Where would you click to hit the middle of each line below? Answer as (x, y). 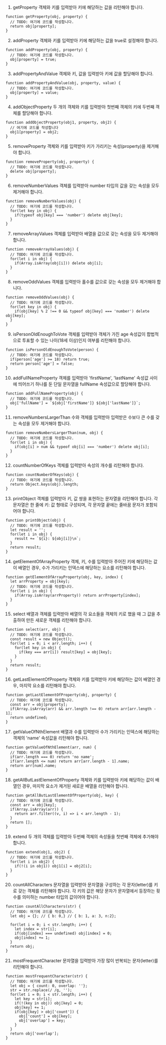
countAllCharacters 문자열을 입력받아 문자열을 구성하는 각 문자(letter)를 (83, 884)
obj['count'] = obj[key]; (45, 1016)
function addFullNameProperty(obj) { (44, 393)
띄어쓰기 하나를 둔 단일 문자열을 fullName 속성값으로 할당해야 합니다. (84, 384)
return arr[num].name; (33, 766)
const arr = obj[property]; (39, 705)
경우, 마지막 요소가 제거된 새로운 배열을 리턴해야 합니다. (75, 786)
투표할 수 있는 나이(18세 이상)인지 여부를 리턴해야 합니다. (77, 340)
